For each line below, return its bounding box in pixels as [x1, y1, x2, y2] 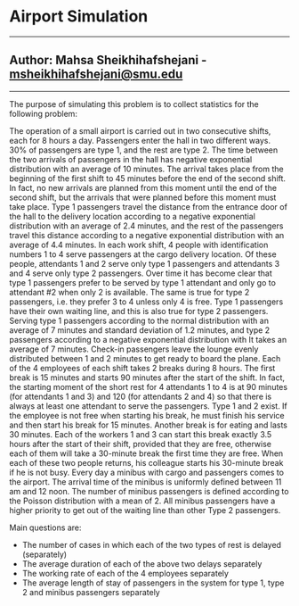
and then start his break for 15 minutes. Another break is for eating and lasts [9, 419, 287, 430]
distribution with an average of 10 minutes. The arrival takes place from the [9, 163, 284, 174]
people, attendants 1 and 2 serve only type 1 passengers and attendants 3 [9, 258, 280, 269]
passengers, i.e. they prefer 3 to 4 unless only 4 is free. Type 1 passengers [9, 296, 284, 307]
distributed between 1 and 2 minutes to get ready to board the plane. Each [9, 353, 281, 363]
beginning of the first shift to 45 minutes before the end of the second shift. [9, 172, 287, 184]
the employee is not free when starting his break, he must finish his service [9, 410, 285, 420]
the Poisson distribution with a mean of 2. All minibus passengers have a [9, 495, 276, 506]
